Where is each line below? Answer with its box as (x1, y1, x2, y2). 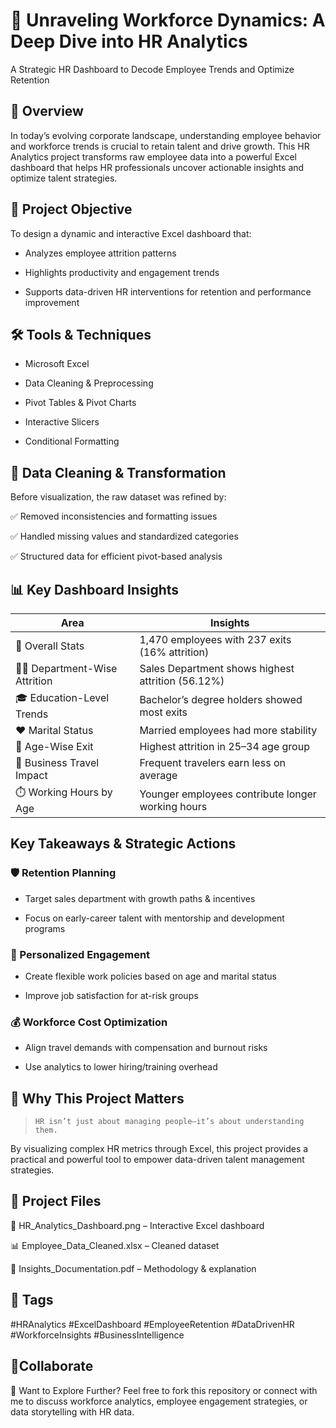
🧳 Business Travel (15, 756, 100, 769)
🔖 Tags (10, 1292, 54, 1309)
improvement (24, 296, 80, 308)
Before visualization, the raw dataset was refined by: (10, 491, 227, 503)
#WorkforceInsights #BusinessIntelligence (10, 1329, 185, 1341)
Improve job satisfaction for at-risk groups (24, 989, 199, 1001)
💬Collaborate (10, 1358, 94, 1375)
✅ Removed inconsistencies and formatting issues (10, 510, 218, 523)
